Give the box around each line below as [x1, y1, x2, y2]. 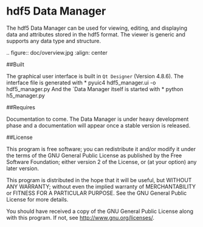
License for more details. [6, 195, 69, 203]
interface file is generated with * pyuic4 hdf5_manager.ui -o [6, 79, 156, 86]
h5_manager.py [6, 92, 46, 99]
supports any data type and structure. [6, 37, 101, 44]
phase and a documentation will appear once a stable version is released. [6, 121, 191, 129]
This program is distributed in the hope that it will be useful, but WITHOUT [6, 176, 192, 183]
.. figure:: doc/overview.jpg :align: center [6, 49, 108, 56]
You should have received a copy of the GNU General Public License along [6, 208, 193, 215]
